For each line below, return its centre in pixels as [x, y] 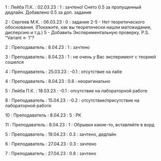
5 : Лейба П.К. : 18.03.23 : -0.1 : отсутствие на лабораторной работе [76, 91]
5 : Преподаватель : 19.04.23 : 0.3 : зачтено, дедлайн [61, 134]
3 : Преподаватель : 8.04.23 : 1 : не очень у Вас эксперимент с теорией [80, 57]
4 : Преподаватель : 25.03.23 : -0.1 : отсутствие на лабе [64, 72]
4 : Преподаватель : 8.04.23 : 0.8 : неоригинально [58, 81]
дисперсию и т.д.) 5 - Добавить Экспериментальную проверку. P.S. [77, 32]
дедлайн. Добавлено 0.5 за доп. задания [48, 12]
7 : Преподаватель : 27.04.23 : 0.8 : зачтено [51, 153]
